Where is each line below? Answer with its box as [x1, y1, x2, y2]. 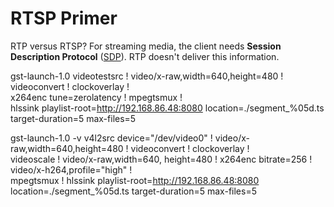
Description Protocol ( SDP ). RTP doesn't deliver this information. [10, 50, 280, 62]
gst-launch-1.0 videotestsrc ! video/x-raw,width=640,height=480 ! [10, 70, 284, 82]
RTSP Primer [10, 7, 118, 30]
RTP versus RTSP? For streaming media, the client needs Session [10, 40, 282, 52]
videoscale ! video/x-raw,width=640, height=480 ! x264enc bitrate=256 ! [10, 153, 313, 165]
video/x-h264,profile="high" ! [10, 163, 133, 176]
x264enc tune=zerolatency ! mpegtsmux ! [10, 91, 183, 103]
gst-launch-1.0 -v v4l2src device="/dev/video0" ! [10, 132, 213, 144]
